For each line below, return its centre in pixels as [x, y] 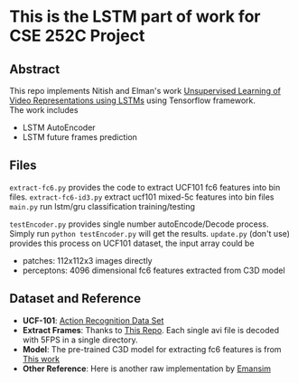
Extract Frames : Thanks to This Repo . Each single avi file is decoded [151, 330]
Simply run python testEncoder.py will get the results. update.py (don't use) [150, 233]
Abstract [35, 69]
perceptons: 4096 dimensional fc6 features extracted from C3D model [154, 270]
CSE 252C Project [77, 36]
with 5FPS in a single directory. [80, 340]
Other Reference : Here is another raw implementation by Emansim [146, 369]
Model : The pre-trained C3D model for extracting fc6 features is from [152, 349]
